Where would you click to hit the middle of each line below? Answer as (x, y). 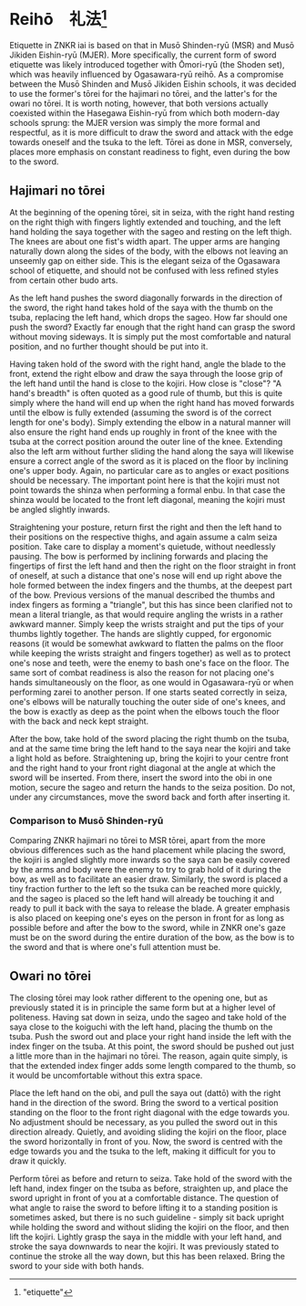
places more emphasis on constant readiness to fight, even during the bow (150, 152)
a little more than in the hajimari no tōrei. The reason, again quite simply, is (149, 1056)
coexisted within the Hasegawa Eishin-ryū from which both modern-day (145, 113)
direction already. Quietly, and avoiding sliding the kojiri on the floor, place (148, 1132)
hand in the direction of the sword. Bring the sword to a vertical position (144, 1103)
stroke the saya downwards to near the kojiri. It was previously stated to (144, 1247)
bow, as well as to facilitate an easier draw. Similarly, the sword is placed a (149, 879)
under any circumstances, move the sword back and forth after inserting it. (150, 797)
